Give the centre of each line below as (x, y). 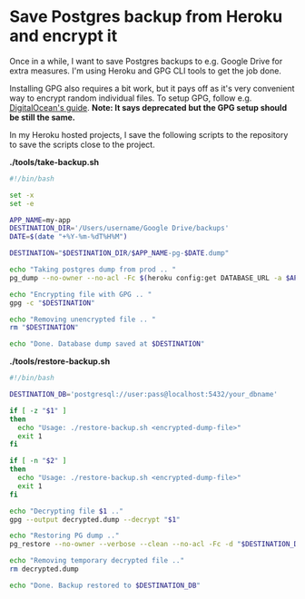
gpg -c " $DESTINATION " (52, 303)
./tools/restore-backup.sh (60, 361)
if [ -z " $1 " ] (38, 410)
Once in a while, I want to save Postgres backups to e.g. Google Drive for (146, 61)
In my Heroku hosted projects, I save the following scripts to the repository (149, 134)
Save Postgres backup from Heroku (146, 17)
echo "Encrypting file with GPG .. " (81, 294)
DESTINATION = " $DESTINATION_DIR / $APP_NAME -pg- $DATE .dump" (119, 253)
